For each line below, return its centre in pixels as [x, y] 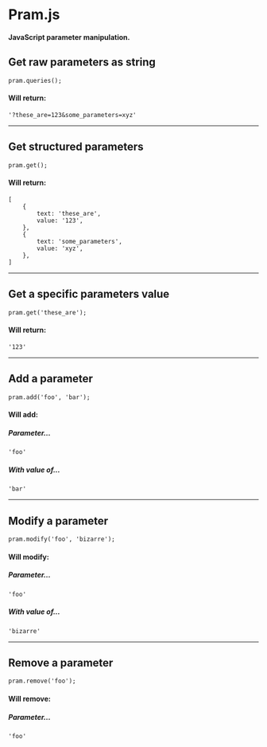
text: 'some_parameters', [80, 241]
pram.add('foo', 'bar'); [49, 397]
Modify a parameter [58, 520]
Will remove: [30, 698]
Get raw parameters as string [82, 63]
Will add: [23, 415]
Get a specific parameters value [89, 294]
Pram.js [34, 15]
